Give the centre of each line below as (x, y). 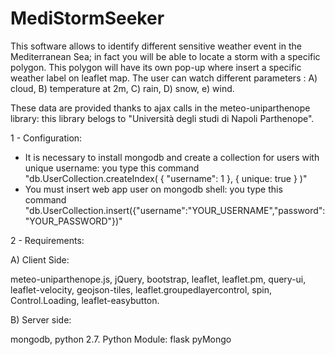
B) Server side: (41, 319)
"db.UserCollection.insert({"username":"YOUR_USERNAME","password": (175, 210)
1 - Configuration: (46, 138)
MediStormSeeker (87, 18)
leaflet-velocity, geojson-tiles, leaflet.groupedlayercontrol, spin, (141, 289)
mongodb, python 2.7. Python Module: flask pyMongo (121, 339)
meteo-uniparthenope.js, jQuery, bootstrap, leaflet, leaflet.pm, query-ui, (158, 279)
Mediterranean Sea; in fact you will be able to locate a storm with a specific (165, 56)
